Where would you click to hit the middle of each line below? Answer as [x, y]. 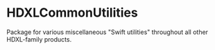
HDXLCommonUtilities [72, 13]
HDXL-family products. [39, 39]
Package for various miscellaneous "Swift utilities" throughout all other [108, 32]
